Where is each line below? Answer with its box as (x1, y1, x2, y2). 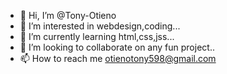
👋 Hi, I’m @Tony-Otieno (19, 10, 117, 21)
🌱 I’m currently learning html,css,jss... (19, 31, 175, 42)
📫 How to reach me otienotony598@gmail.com (19, 53, 217, 64)
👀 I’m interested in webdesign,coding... (19, 20, 181, 32)
